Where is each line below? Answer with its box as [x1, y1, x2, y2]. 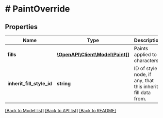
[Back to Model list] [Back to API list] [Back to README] [5, 108, 116, 113]
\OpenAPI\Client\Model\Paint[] [56, 51, 130, 58]
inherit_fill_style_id [7, 80, 52, 87]
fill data [134, 89, 151, 96]
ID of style [134, 65, 158, 72]
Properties [5, 23, 38, 31]
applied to [134, 51, 157, 58]
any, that [134, 77, 154, 84]
